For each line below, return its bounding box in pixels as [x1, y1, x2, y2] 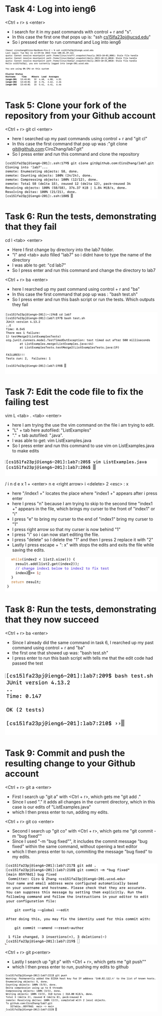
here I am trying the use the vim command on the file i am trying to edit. [12, 422, 155, 428]
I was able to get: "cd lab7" [12, 262, 66, 268]
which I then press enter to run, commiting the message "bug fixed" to [12, 849, 152, 855]
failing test [5, 397, 49, 407]
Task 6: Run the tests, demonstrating [5, 211, 157, 222]
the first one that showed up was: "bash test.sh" [12, 650, 109, 656]
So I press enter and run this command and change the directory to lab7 [12, 267, 156, 273]
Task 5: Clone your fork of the [5, 100, 127, 111]
